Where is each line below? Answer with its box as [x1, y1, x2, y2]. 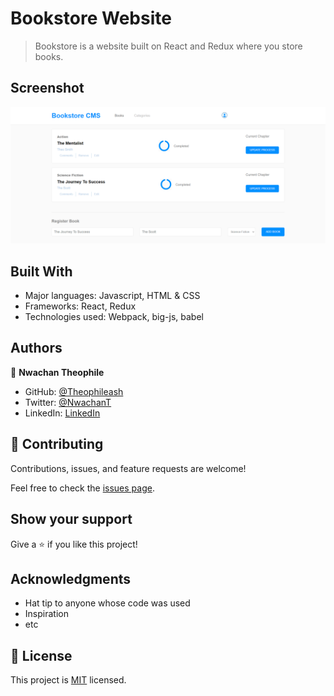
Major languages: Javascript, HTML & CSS [24, 290, 201, 302]
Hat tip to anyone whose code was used [24, 597, 191, 609]
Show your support [10, 511, 133, 528]
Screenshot [10, 80, 85, 97]
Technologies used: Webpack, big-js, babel [24, 311, 204, 323]
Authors [10, 340, 63, 357]
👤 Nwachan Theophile [10, 366, 105, 378]
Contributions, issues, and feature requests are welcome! [10, 462, 247, 474]
